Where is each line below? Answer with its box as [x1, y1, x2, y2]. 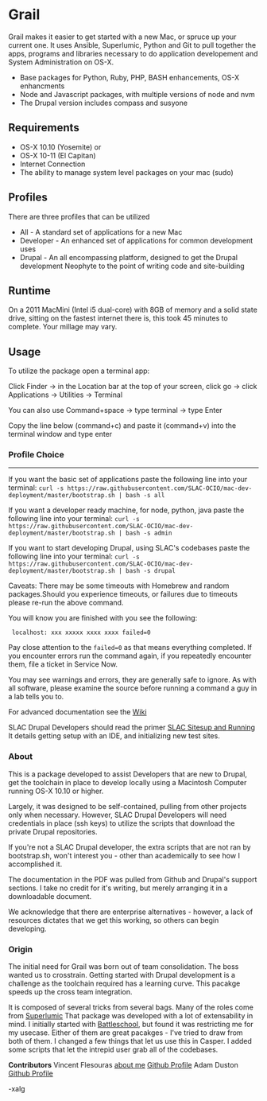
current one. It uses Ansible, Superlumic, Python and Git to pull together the [8, 40, 257, 49]
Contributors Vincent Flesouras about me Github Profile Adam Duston [8, 1060, 238, 1070]
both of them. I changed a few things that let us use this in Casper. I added [8, 1037, 253, 1046]
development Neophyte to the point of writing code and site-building [19, 261, 245, 270]
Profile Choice [8, 449, 65, 461]
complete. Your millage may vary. [8, 322, 118, 332]
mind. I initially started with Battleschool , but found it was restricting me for [8, 1020, 254, 1029]
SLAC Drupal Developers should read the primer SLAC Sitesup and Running [8, 722, 256, 733]
